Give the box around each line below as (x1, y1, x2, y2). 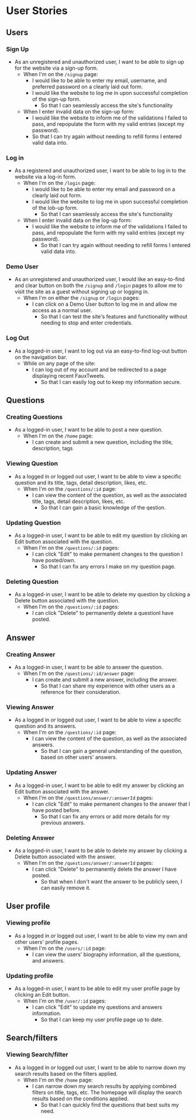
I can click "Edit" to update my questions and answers (32, 1003, 163, 1011)
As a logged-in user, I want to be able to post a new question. (14, 426, 163, 433)
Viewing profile (6, 919, 51, 927)
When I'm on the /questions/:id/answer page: (23, 670, 135, 677)
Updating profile (6, 971, 54, 980)
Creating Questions (6, 413, 63, 421)
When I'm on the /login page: (23, 180, 96, 187)
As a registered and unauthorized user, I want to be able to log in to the (14, 167, 186, 174)
